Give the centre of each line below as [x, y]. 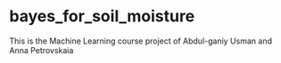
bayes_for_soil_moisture [102, 16]
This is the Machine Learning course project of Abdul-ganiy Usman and [140, 41]
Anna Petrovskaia [41, 50]
